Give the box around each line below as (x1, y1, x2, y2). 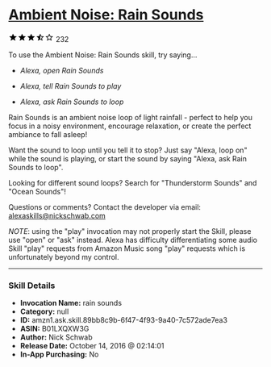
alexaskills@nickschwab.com (8, 211, 106, 220)
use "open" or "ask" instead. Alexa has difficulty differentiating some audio (8, 235, 258, 244)
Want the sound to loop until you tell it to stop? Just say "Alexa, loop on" (8, 145, 248, 155)
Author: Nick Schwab (19, 332, 93, 342)
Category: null (19, 307, 69, 316)
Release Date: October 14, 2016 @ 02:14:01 (19, 341, 165, 351)
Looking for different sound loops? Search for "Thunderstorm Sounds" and (8, 177, 257, 187)
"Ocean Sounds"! (8, 186, 67, 196)
